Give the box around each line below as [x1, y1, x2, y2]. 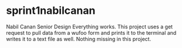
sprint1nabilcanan [6, 4, 96, 17]
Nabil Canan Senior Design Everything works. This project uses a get [6, 23, 173, 30]
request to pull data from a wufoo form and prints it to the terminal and [6, 29, 177, 36]
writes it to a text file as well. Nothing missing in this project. [6, 35, 151, 42]
